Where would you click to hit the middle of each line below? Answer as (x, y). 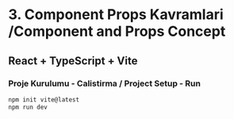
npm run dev (28, 107)
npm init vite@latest (44, 100)
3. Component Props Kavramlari (116, 15)
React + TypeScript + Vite (73, 61)
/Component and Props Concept (117, 31)
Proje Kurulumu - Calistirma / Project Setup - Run (104, 83)
